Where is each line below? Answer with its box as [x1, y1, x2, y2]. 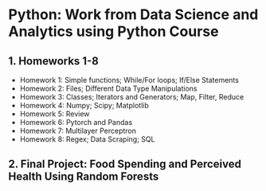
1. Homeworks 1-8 [8, 54, 100, 68]
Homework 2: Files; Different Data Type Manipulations [19, 84, 198, 93]
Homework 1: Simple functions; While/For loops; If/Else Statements [19, 76, 239, 84]
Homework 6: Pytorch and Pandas [19, 118, 133, 127]
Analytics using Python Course [8, 22, 219, 41]
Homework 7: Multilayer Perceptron [19, 126, 137, 135]
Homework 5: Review [19, 109, 90, 119]
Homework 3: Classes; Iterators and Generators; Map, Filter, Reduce [19, 92, 244, 101]
